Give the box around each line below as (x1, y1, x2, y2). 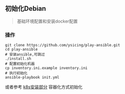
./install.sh (5, 56, 31, 61)
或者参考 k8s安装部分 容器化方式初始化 (5, 84, 83, 90)
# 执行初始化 (5, 71, 28, 76)
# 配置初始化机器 (5, 62, 35, 67)
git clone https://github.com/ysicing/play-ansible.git (5, 43, 120, 48)
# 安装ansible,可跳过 (5, 52, 45, 57)
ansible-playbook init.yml (5, 75, 60, 80)
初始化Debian (5, 4, 46, 13)
